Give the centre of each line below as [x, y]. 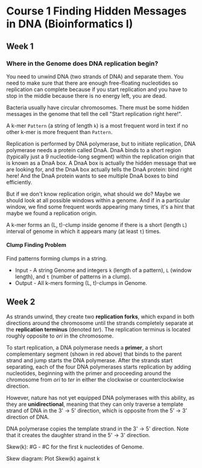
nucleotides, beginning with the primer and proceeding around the [89, 373]
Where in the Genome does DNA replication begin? [82, 63]
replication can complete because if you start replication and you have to [97, 89]
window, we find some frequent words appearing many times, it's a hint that [100, 207]
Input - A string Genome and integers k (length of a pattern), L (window [103, 271]
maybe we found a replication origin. [52, 213]
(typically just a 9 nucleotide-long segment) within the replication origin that [100, 156]
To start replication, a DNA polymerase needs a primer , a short [84, 347]
